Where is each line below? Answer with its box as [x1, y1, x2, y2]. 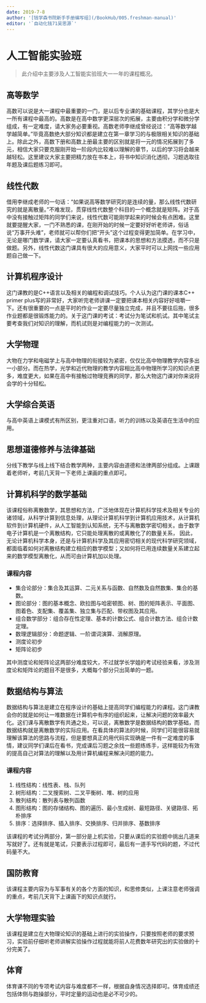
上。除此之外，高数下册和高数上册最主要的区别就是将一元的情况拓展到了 [6, 138, 189, 145]
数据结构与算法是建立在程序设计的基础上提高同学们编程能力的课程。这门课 [6, 704, 194, 711]
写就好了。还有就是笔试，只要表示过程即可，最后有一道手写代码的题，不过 [6, 840, 194, 848]
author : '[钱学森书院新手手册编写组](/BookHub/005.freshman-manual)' [6, 15, 177, 21]
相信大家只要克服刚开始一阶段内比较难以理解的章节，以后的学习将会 [17, 145, 189, 153]
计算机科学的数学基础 [6, 489, 87, 499]
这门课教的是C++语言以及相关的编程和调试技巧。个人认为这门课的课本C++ [6, 289, 195, 296]
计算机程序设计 [6, 271, 63, 282]
